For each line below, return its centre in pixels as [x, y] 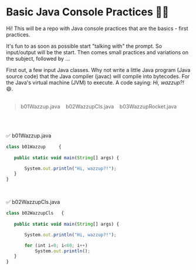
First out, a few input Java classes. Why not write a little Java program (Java [98, 70]
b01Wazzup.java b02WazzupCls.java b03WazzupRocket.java [99, 106]
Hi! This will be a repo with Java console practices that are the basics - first [97, 28]
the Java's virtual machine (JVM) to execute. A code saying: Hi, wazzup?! [95, 83]
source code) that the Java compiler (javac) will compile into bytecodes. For [98, 76]
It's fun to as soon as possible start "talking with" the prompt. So [84, 46]
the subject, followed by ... [38, 58]
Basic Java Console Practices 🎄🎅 [87, 12]
